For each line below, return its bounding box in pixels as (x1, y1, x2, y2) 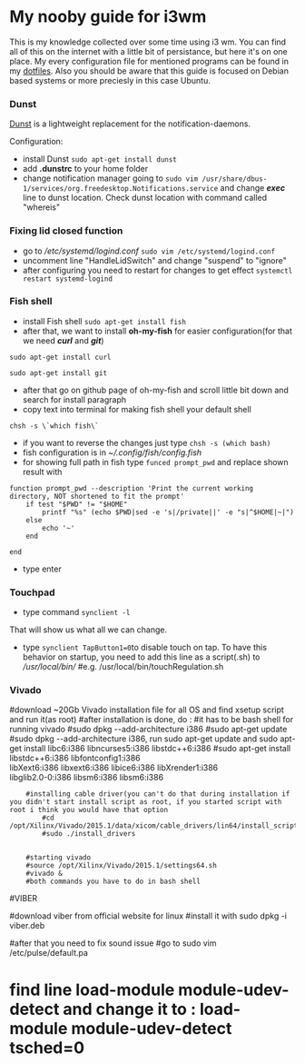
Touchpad (9, 586, 55, 599)
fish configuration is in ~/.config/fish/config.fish (22, 447, 202, 458)
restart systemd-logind (22, 274, 113, 283)
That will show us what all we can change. (9, 624, 168, 635)
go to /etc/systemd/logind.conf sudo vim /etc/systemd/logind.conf (22, 245, 275, 256)
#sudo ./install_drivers (42, 830, 136, 839)
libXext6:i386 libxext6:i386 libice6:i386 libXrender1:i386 (9, 762, 219, 773)
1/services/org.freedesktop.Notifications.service (22, 184, 219, 194)
